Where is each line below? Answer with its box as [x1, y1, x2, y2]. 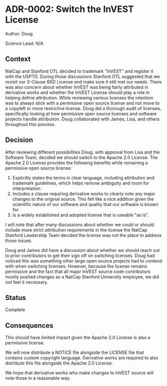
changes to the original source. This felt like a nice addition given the [12, 196, 154, 202]
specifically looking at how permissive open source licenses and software [5, 110, 157, 116]
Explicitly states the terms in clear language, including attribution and [12, 174, 155, 180]
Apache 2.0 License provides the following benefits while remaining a [5, 159, 148, 165]
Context [5, 55, 31, 63]
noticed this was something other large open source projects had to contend [5, 257, 163, 263]
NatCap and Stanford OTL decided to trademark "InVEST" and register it [5, 68, 154, 74]
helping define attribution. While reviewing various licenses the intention [5, 94, 154, 100]
